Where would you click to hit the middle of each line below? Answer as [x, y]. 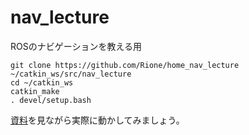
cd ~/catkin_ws [42, 82]
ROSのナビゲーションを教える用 [76, 46]
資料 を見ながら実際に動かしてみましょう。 [97, 120]
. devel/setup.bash [51, 100]
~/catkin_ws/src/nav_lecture [71, 74]
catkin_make [35, 91]
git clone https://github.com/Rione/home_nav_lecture [125, 65]
